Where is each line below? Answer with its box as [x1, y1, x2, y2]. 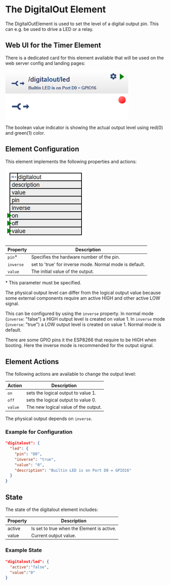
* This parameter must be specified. [5, 280, 81, 286]
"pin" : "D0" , [14, 451, 42, 456]
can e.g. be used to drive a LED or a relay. [5, 26, 94, 32]
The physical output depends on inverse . [5, 415, 93, 422]
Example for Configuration [5, 428, 73, 435]
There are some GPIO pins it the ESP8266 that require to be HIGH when [5, 337, 157, 343]
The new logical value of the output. [26, 404, 102, 410]
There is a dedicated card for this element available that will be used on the [5, 54, 164, 61]
